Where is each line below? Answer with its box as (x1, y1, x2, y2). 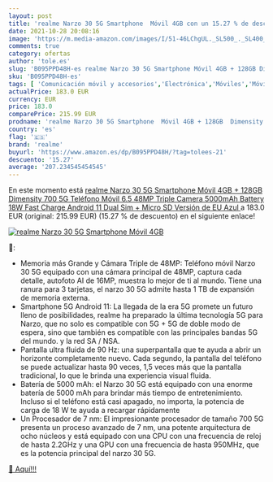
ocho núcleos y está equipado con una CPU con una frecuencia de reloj (19, 432, 262, 441)
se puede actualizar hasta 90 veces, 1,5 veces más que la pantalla (19, 363, 242, 372)
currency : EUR (8, 95, 57, 103)
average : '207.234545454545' (8, 163, 107, 172)
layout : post (8, 11, 53, 20)
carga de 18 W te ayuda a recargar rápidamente (19, 406, 180, 415)
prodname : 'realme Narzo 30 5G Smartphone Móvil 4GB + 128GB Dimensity (8, 118, 264, 126)
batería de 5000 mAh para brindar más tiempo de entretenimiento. (19, 388, 243, 398)
